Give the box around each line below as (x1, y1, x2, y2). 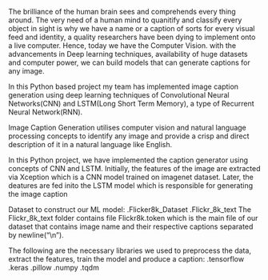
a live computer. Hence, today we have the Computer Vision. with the (8, 41, 237, 50)
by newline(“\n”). (8, 230, 64, 239)
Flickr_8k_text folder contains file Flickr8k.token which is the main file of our (8, 214, 258, 222)
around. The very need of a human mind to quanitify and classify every (8, 15, 242, 25)
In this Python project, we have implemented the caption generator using (8, 155, 249, 165)
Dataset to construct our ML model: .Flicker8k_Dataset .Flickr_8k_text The (8, 205, 252, 214)
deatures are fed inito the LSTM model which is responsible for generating (8, 181, 254, 190)
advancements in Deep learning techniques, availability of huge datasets (8, 50, 248, 58)
